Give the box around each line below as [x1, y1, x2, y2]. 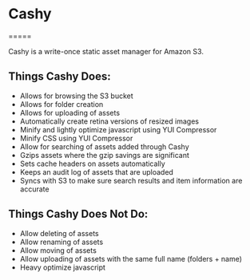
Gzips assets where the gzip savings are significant [19, 150, 189, 160]
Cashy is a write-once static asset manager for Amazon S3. [8, 46, 204, 56]
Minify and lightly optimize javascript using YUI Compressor [19, 124, 217, 134]
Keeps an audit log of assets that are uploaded [19, 167, 174, 176]
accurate [19, 184, 50, 194]
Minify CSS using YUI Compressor [19, 133, 133, 143]
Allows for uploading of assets [19, 108, 121, 117]
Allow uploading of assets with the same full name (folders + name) [19, 254, 242, 263]
